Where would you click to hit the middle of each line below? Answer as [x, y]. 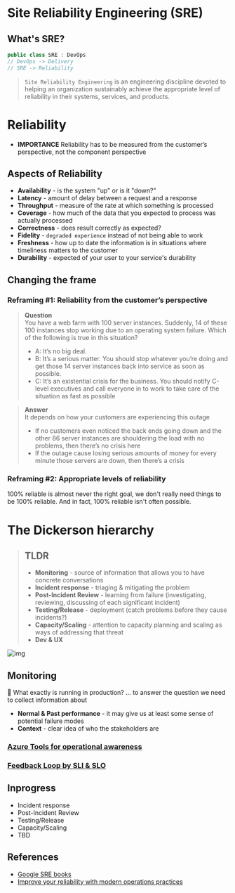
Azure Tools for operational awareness [75, 747]
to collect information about [47, 700]
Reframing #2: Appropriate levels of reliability [87, 478]
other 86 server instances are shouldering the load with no [120, 438]
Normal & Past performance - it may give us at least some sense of [115, 714]
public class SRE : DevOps [47, 55]
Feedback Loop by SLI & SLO [57, 766]
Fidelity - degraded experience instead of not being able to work [110, 235]
